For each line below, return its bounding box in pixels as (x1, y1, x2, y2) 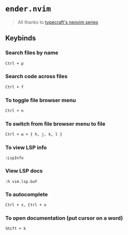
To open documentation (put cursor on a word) (5, 214, 123, 221)
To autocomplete (5, 191, 48, 198)
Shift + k (5, 226, 26, 231)
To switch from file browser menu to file (5, 120, 106, 127)
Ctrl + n (5, 108, 24, 113)
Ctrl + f (5, 84, 24, 89)
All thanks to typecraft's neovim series (17, 19, 99, 25)
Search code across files (5, 73, 68, 80)
